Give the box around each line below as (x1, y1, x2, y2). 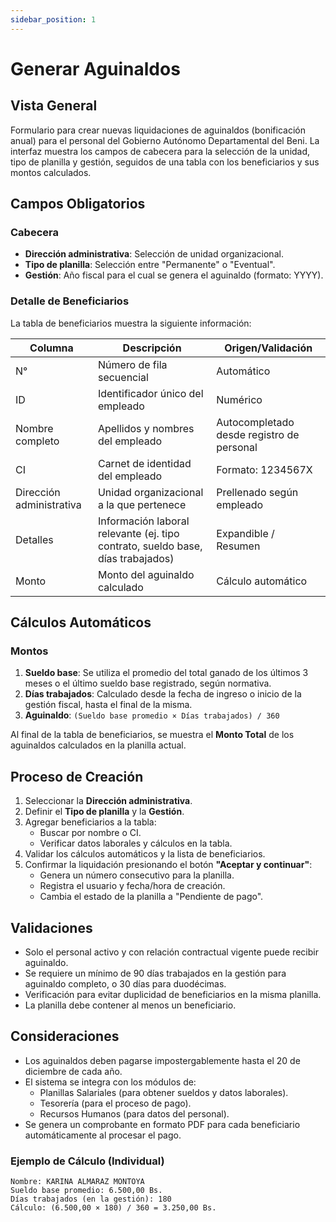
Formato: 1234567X (216, 462, 313, 476)
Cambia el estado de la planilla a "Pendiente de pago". (39, 891, 264, 903)
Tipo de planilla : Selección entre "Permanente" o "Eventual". (24, 259, 276, 271)
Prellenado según (216, 485, 299, 499)
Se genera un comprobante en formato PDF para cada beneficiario (24, 1118, 301, 1130)
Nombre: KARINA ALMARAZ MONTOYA (10, 1177, 145, 1187)
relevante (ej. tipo (97, 526, 180, 540)
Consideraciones (10, 1028, 120, 1045)
